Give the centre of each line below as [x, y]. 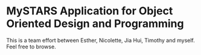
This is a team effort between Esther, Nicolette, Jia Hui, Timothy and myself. [101, 40]
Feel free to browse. [31, 47]
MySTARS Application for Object [90, 11]
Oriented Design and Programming [95, 24]
